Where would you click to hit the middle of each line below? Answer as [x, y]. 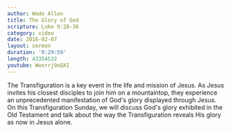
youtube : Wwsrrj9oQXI [38, 65]
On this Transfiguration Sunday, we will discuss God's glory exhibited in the [115, 107]
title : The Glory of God [43, 20]
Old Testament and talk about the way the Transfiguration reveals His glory [114, 115]
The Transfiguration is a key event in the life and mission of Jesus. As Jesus [115, 85]
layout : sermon [29, 46]
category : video [31, 33]
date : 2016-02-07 [32, 40]
